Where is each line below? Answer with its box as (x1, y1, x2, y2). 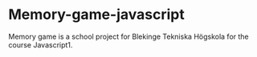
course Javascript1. (8, 40, 73, 49)
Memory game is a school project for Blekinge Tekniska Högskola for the (8, 32, 249, 41)
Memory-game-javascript (8, 6, 185, 24)
